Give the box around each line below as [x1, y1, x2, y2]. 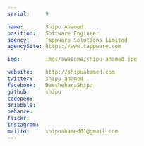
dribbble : [7, 101, 37, 108]
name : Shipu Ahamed [7, 23, 83, 30]
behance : [7, 108, 33, 116]
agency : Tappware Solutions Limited [7, 36, 128, 43]
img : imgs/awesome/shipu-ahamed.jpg [7, 56, 138, 63]
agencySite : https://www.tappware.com [7, 43, 121, 50]
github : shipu [7, 88, 61, 96]
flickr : [7, 115, 30, 122]
